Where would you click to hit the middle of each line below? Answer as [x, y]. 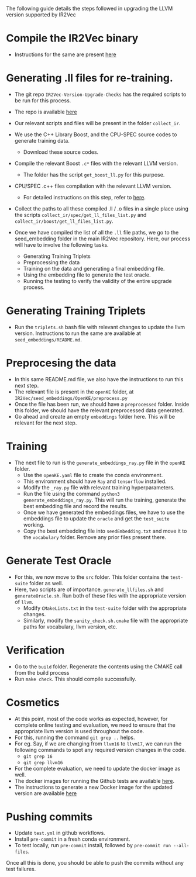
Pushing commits [49, 816]
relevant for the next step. [46, 423]
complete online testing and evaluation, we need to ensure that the [95, 725]
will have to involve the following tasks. [62, 244]
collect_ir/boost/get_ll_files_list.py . [64, 221]
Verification [35, 650]
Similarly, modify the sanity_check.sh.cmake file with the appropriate [106, 620]
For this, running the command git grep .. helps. [75, 737]
